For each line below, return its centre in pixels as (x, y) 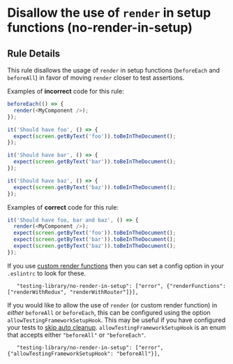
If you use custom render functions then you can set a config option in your (116, 265)
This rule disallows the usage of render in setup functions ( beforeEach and (114, 70)
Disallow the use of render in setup (109, 13)
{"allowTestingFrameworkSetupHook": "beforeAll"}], (84, 354)
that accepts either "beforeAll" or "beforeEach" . (77, 335)
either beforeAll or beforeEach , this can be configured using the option (109, 312)
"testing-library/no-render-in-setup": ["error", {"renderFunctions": (121, 286)
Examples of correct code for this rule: (63, 207)
